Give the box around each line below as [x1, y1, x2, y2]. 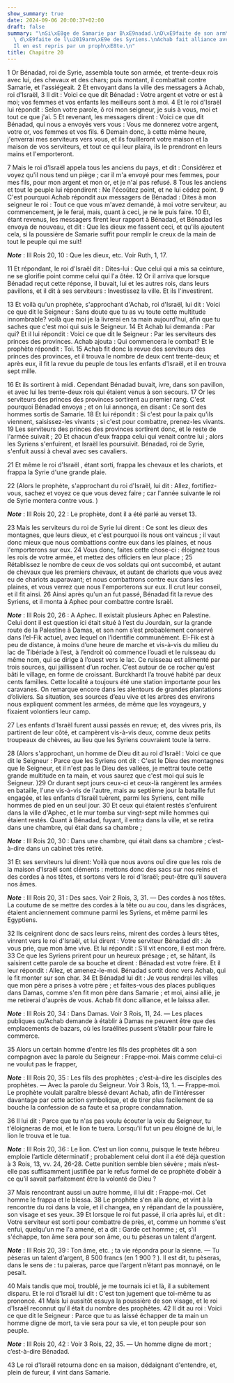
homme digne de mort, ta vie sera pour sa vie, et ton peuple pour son [7, 1319, 207, 1327]
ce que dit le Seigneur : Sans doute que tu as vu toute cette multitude [7, 308, 206, 316]
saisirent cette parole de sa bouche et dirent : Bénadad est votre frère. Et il [7, 958, 221, 967]
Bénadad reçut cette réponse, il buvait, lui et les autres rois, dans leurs [7, 279, 210, 287]
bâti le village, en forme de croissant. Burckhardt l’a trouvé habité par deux [7, 670, 221, 679]
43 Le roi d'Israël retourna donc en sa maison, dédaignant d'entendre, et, [7, 1361, 217, 1369]
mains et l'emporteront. [7, 149, 75, 158]
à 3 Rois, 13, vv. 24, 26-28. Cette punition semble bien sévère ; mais [7, 1159, 202, 1168]
